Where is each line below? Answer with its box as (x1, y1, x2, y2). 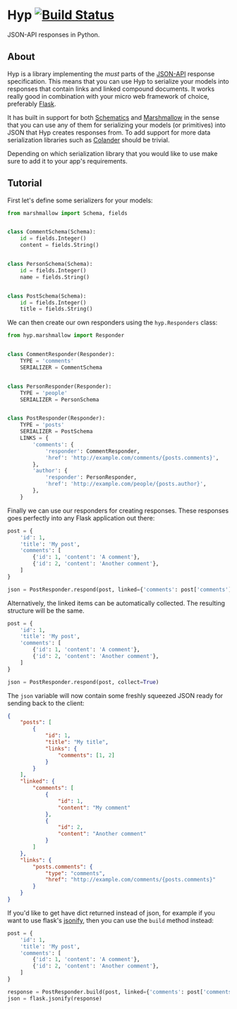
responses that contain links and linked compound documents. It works (7, 85, 215, 93)
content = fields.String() (20, 242, 99, 249)
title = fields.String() (20, 305, 93, 313)
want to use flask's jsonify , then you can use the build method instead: (7, 916, 214, 924)
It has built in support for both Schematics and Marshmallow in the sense (7, 113, 220, 121)
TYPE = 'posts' (20, 422, 65, 429)
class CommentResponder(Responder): (7, 351, 115, 358)
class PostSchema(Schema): (7, 293, 87, 300)
